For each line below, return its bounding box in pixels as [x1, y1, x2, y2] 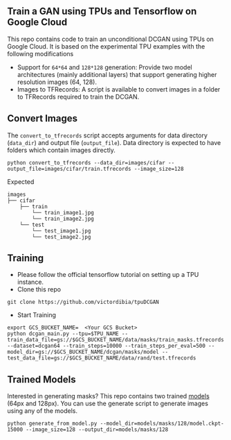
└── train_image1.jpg [32, 209, 95, 216]
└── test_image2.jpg [32, 233, 91, 240]
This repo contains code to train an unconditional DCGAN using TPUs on [7, 35, 214, 43]
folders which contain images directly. [7, 146, 116, 154]
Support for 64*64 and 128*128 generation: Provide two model [17, 62, 192, 71]
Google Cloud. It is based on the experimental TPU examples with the [7, 42, 205, 51]
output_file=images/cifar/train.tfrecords [7, 165, 131, 172]
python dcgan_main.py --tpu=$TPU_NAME [7, 330, 119, 337]
